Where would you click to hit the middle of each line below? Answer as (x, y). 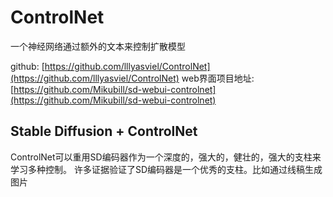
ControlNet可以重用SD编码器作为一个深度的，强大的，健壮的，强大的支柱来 (166, 157)
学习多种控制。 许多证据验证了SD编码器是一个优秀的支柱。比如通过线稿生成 (166, 169)
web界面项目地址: (218, 78)
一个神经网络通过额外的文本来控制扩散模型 (98, 46)
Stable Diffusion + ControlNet (104, 131)
